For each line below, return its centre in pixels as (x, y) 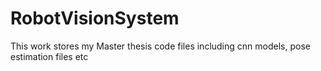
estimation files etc (49, 56)
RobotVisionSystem (95, 18)
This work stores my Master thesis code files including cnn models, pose (160, 46)
